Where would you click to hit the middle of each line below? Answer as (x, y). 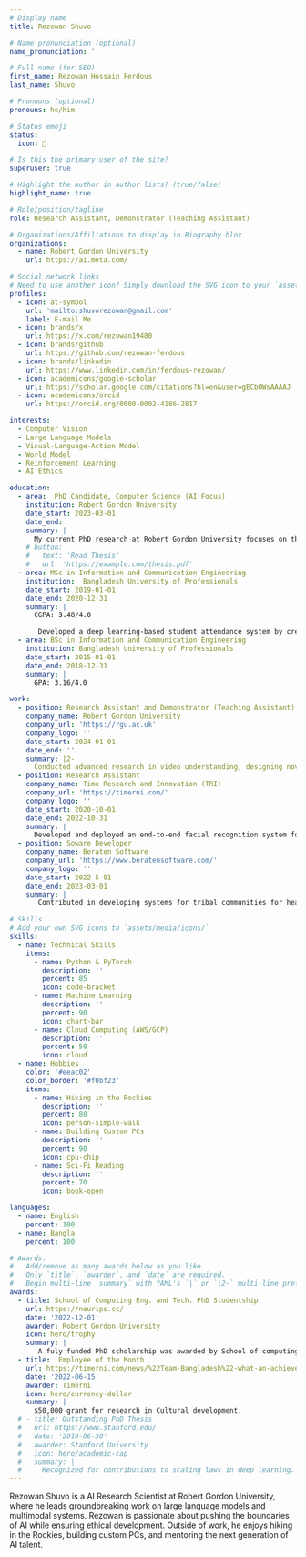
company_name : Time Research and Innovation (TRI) (124, 784)
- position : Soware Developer (75, 844)
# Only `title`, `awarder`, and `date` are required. (117, 1275)
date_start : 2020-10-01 (71, 809)
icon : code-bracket (79, 987)
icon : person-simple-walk (92, 1123)
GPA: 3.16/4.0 (61, 683)
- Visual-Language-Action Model (79, 446)
